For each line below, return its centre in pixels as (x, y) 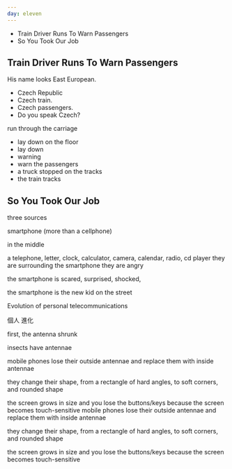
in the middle (26, 245)
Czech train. (35, 100)
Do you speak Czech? (49, 115)
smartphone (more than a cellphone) (60, 231)
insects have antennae (39, 348)
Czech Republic (40, 93)
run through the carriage (42, 129)
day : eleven (24, 14)
